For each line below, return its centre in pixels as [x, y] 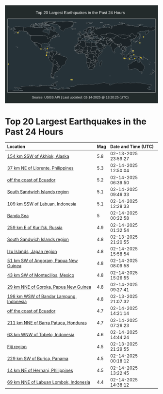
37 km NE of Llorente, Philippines [40, 168]
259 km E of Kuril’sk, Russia [35, 228]
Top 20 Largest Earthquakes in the [76, 121]
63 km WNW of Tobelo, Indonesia [41, 335]
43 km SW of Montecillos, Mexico [41, 275]
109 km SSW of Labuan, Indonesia [42, 204]
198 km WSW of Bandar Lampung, [42, 296]
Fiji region [17, 346]
